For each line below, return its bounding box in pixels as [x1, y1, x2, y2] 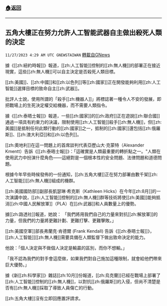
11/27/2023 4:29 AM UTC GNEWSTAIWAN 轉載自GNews [5, 52, 110, 58]
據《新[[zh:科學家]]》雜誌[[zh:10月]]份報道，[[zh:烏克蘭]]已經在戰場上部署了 [5, 273, 161, 279]
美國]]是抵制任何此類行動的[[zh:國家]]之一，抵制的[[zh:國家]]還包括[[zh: [5, 126, 152, 132]
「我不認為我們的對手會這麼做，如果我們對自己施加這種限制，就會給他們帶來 [5, 256, 162, 262]
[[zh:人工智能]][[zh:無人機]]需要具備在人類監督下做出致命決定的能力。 [5, 234, 148, 240]
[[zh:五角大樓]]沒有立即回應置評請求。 [5, 296, 83, 302]
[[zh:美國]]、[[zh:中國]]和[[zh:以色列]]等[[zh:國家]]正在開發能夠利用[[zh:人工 [5, 79, 161, 85]
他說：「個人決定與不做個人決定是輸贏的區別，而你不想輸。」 [5, 245, 127, 251]
